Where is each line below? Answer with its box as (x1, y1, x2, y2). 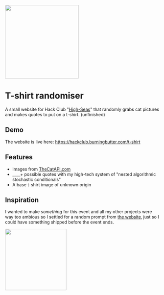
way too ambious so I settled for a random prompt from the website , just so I (5, 214, 159, 220)
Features (5, 153, 33, 161)
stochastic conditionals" (12, 176, 61, 182)
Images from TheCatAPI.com (12, 166, 71, 172)
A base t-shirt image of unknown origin (12, 181, 92, 188)
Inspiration (5, 196, 39, 204)
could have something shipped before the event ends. (5, 219, 114, 225)
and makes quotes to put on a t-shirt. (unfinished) (5, 111, 105, 117)
